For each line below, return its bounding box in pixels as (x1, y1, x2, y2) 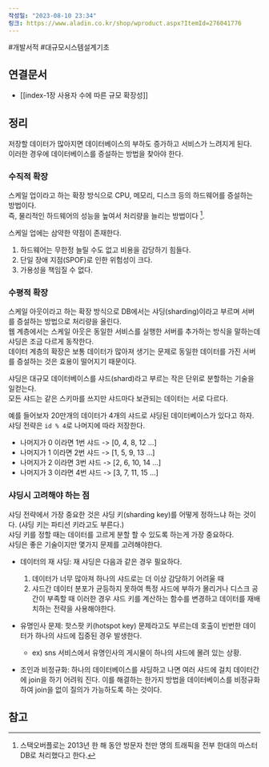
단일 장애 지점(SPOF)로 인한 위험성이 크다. (19, 255, 153, 265)
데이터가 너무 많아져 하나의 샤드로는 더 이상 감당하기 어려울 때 (31, 573, 224, 583)
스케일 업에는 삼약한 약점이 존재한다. (8, 228, 122, 238)
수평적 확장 (8, 287, 49, 298)
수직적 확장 (8, 171, 49, 183)
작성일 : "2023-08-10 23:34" (8, 11, 98, 20)
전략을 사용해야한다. (53, 604, 116, 613)
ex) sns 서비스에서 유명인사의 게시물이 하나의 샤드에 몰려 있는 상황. (31, 648, 242, 657)
